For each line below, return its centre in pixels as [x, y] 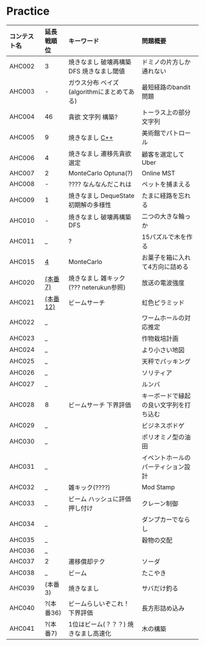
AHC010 [22, 220]
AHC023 [22, 338]
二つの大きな [160, 216]
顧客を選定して [163, 154]
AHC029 [22, 425]
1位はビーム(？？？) [97, 624]
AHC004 [22, 116]
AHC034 [22, 524]
